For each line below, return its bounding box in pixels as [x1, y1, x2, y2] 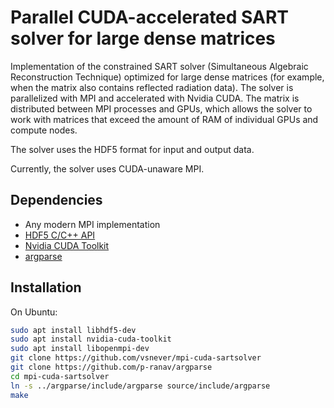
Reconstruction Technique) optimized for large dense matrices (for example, [10, 71, 325, 83]
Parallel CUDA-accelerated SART [10, 6, 289, 29]
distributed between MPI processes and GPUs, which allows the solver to [10, 102, 313, 115]
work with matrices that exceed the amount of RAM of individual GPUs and [10, 113, 319, 125]
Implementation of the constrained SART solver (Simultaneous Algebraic [10, 60, 309, 72]
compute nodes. [10, 124, 78, 136]
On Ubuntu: [10, 306, 58, 318]
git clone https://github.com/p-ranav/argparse [10, 362, 213, 373]
